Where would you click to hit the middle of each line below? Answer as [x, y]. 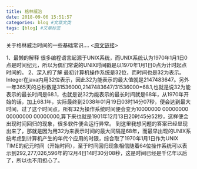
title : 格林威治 [24, 11]
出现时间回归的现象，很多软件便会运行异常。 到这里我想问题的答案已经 [92, 124]
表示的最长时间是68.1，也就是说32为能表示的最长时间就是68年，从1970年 [95, 94]
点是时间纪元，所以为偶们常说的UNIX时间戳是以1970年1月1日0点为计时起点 [96, 65]
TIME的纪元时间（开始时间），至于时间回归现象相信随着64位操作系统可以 [94, 146]
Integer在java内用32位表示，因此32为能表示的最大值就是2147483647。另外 [98, 80]
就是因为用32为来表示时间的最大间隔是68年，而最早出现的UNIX [109, 131]
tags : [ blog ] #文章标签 [33, 28]
